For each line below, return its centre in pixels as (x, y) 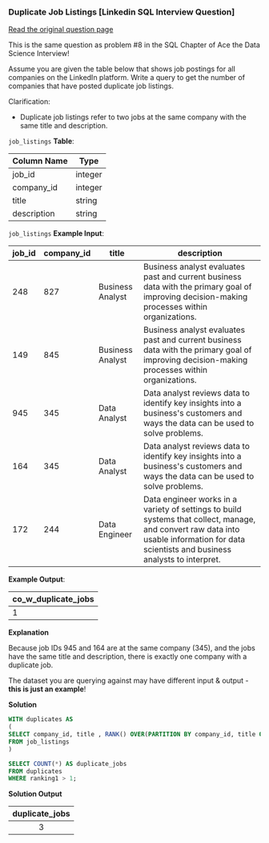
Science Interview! (39, 54)
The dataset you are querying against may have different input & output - (128, 681)
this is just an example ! (47, 689)
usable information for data (194, 540)
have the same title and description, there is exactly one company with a (128, 657)
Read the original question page (61, 30)
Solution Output (35, 794)
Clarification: (29, 102)
